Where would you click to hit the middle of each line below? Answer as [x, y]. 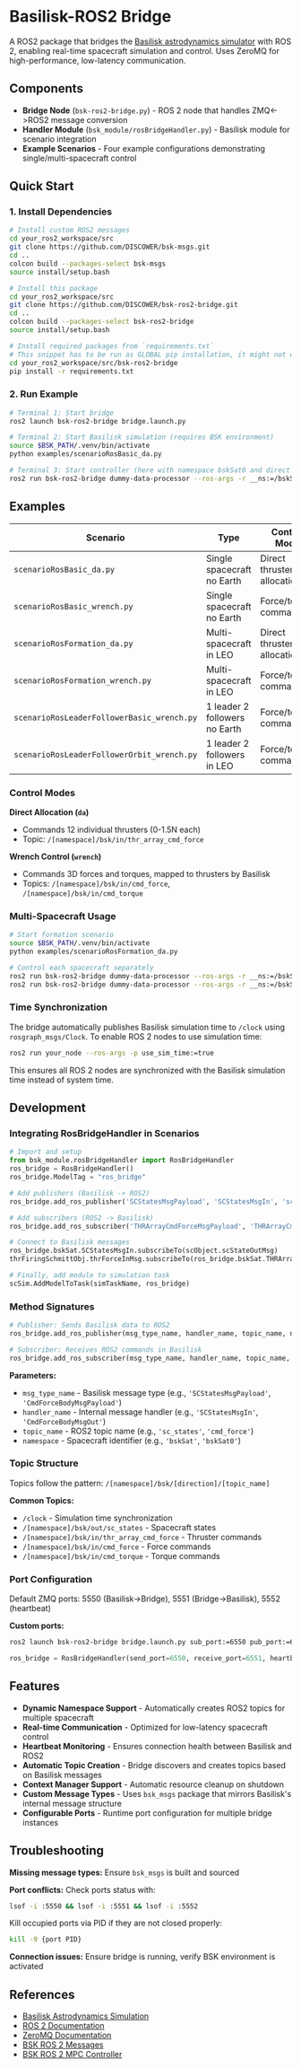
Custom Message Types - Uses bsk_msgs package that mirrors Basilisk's [157, 1793]
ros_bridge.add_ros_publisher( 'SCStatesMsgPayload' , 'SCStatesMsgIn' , [144, 1201]
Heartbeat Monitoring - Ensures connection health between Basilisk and [157, 1746]
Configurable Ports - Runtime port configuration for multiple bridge [147, 1813]
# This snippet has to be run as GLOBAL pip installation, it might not [148, 355]
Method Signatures [52, 1306]
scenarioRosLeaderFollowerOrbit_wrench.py [106, 754]
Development [48, 1108]
